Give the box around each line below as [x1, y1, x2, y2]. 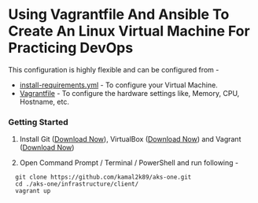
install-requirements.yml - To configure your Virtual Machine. [19, 80, 218, 90]
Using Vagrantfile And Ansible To [8, 6, 230, 24]
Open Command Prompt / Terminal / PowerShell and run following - [19, 158, 238, 168]
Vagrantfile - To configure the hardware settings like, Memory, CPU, [19, 88, 240, 98]
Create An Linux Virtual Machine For [8, 22, 250, 40]
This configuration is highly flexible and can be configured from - [8, 65, 219, 74]
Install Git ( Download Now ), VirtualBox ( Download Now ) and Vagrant [19, 135, 241, 144]
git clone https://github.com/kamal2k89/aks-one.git [15, 173, 192, 182]
